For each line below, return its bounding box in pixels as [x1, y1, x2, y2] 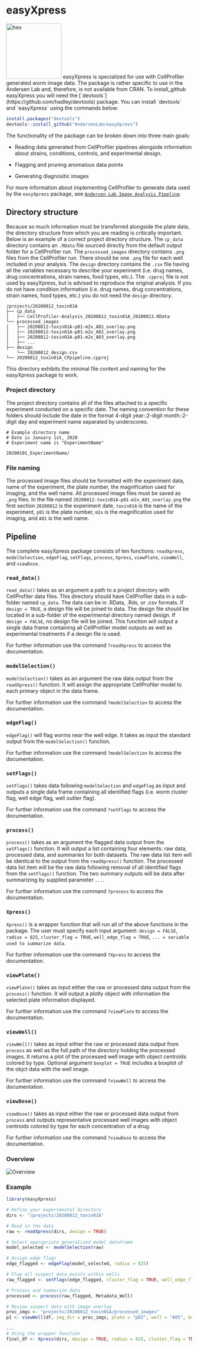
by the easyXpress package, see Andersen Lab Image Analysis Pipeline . [6, 190, 181, 197]
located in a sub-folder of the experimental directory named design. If [6, 612, 176, 619]
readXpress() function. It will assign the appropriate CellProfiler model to [6, 681, 182, 688]
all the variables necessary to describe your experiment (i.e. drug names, [6, 266, 184, 274]
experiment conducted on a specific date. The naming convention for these [6, 405, 190, 412]
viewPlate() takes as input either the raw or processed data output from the [6, 983, 191, 990]
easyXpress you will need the [6, 92, 78, 99]
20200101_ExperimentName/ [6, 450, 70, 456]
